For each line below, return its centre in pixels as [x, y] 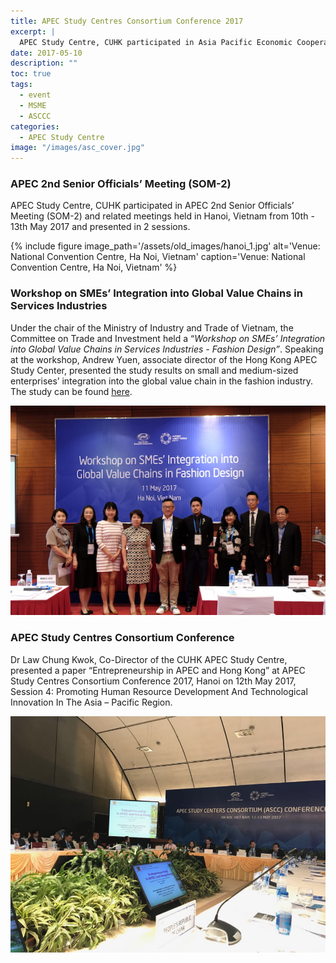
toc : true [31, 74]
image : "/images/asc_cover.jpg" [77, 148]
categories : [35, 126]
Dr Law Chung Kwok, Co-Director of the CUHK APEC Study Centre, [149, 659]
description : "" [44, 63]
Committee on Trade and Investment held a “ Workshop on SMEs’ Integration [168, 338]
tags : [21, 85]
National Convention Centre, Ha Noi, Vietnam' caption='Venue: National [158, 257]
